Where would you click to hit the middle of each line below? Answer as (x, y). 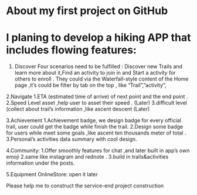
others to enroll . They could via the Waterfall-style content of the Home (101, 79)
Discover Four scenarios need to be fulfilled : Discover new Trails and (98, 66)
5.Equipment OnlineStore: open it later (52, 174)
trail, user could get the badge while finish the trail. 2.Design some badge (95, 127)
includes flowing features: (71, 50)
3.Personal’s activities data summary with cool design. (72, 139)
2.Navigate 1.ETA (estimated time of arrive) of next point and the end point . (97, 97)
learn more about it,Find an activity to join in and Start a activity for (95, 73)
